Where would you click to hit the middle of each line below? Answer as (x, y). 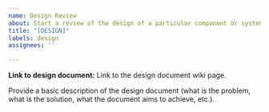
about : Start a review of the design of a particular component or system (136, 23)
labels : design (34, 38)
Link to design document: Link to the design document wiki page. (117, 75)
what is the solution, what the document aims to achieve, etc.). (111, 99)
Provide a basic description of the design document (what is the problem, (129, 91)
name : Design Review (43, 16)
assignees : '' (32, 46)
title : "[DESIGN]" (39, 30)
